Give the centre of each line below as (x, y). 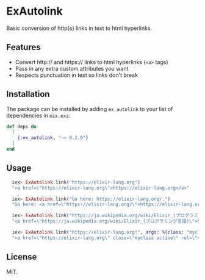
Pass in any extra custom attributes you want (72, 68)
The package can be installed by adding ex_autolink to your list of (90, 109)
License (22, 257)
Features (23, 47)
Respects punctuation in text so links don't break (77, 75)
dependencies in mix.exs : (38, 115)
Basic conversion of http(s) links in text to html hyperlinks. (79, 28)
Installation (28, 94)
